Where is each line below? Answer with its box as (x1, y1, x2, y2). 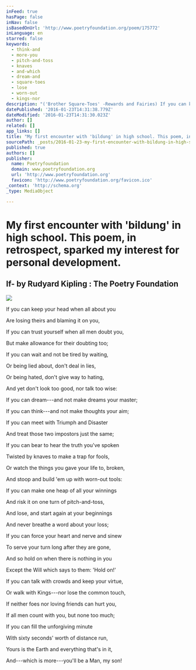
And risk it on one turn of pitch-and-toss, (6, 498, 105, 505)
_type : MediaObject (6, 188, 54, 194)
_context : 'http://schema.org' (6, 183, 82, 188)
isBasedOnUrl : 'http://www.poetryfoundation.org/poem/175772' (6, 25, 160, 31)
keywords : (6, 42, 30, 47)
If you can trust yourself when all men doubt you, (6, 328, 124, 335)
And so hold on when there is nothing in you (6, 555, 112, 562)
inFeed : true (6, 8, 38, 15)
